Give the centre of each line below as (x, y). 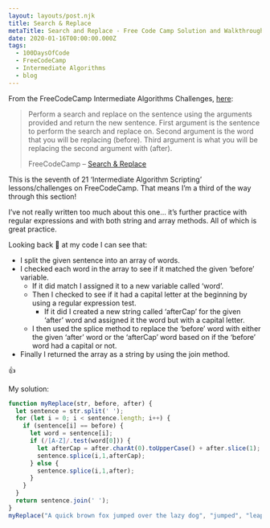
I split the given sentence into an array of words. (100, 260)
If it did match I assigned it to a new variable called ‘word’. (127, 285)
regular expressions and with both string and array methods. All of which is (133, 220)
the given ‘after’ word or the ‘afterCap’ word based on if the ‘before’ (144, 337)
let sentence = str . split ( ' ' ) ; (70, 411)
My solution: (29, 389)
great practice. (33, 229)
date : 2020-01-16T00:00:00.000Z (62, 38)
